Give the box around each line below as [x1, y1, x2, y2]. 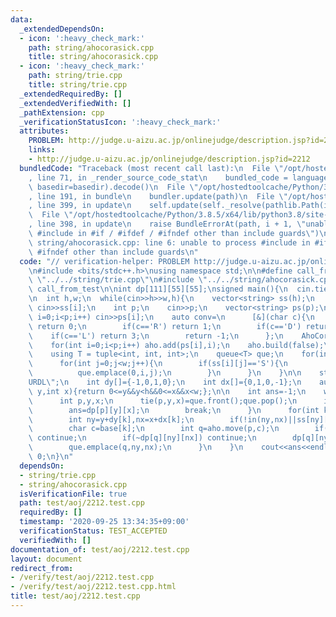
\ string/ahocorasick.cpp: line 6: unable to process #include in [28, 237, 311, 248]
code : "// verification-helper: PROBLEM [19, 256, 190, 266]
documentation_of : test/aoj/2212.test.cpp [10, 544, 190, 555]
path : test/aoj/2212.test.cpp [19, 498, 145, 508]
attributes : [19, 126, 70, 136]
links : [28, 145, 56, 155]
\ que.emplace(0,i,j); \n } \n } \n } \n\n [28, 368, 302, 378]
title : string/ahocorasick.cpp [28, 52, 159, 62]
